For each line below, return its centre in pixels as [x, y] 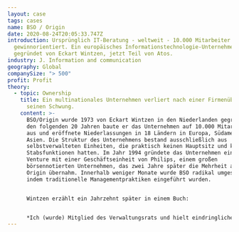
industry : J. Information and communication [74, 60]
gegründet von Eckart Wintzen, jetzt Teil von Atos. [94, 54]
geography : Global [34, 67]
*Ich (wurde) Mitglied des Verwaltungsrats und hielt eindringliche [130, 218]
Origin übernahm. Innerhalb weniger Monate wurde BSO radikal [120, 173]
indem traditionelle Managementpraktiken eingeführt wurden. [119, 179]
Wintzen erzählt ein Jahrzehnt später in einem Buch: [108, 199]
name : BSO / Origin [36, 27]
